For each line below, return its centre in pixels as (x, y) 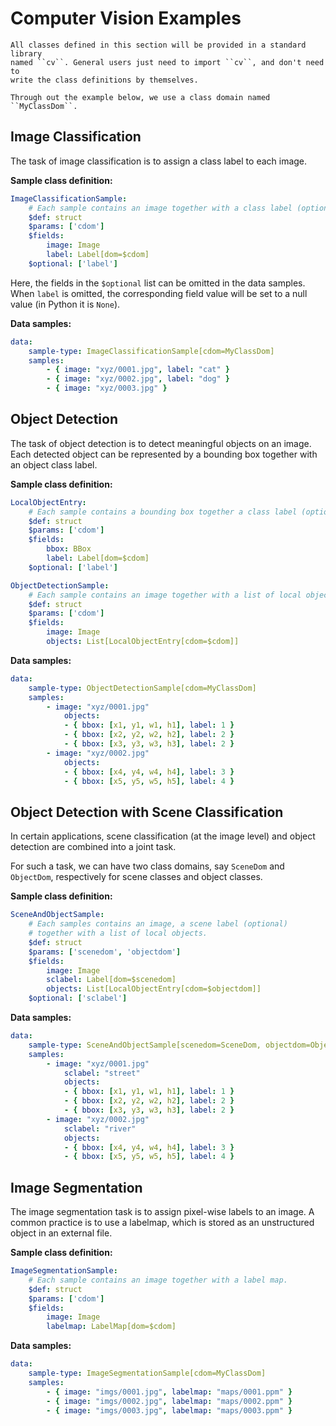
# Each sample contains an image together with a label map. (158, 1280)
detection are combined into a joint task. (93, 847)
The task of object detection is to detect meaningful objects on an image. (161, 443)
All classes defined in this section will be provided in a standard (158, 45)
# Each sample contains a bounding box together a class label (163, 512)
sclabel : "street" (102, 1073)
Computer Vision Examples (126, 18)
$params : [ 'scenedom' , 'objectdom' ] (105, 952)
